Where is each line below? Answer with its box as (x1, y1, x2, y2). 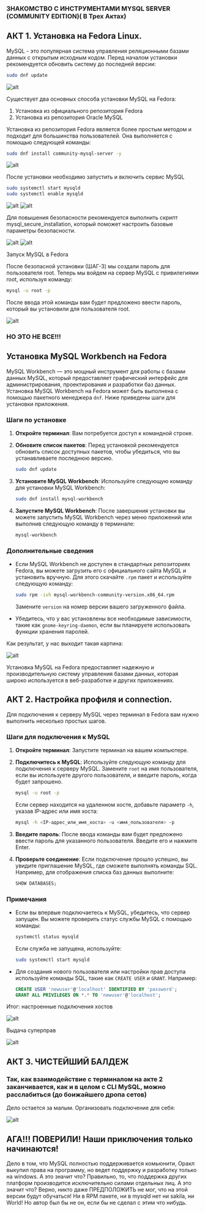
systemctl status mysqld (15, 933, 79, 940)
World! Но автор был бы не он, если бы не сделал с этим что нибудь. (6, 1198, 187, 1206)
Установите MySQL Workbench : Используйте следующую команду (15, 478, 193, 485)
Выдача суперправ (6, 1027, 56, 1034)
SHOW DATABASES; (15, 880, 57, 887)
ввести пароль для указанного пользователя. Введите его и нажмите (15, 837, 198, 844)
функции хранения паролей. (15, 627, 90, 635)
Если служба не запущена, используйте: (15, 944, 122, 952)
